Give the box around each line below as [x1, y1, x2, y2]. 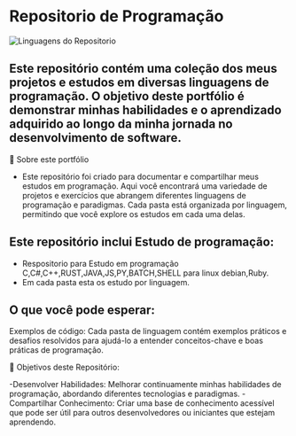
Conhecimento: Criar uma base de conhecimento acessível [58, 398, 275, 409]
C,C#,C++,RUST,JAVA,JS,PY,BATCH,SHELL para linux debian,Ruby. [21, 268, 269, 278]
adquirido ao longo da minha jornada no [9, 117, 233, 132]
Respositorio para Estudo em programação [21, 258, 179, 269]
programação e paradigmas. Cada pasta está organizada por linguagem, [21, 199, 288, 210]
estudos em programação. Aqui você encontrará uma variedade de [21, 180, 268, 191]
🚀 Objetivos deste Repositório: [9, 362, 120, 373]
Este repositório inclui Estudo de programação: [9, 235, 275, 250]
